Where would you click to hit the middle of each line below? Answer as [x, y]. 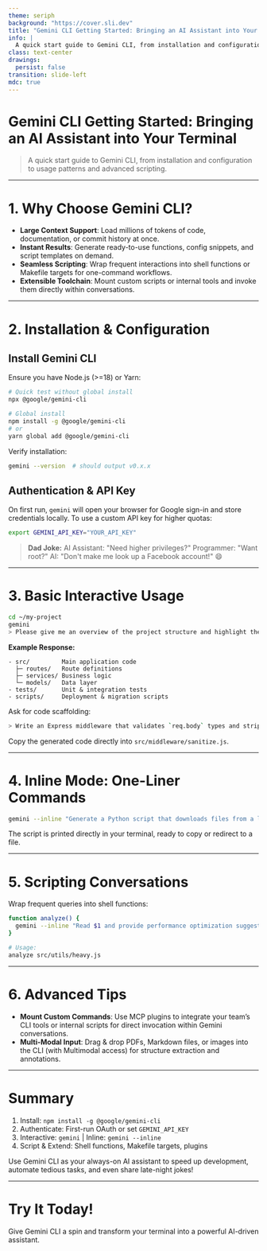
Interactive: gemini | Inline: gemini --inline [90, 1137]
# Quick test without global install [71, 392]
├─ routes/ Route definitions [69, 669]
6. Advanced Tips [68, 994]
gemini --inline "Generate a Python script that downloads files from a [131, 819]
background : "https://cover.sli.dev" [71, 23]
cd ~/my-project [35, 617]
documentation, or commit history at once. [89, 239]
